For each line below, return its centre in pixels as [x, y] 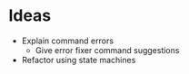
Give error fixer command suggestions [107, 50]
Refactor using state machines [79, 60]
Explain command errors [68, 41]
